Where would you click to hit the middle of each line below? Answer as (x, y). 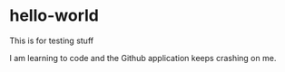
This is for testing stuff (51, 40)
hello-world (54, 16)
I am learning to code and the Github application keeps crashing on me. (143, 58)
